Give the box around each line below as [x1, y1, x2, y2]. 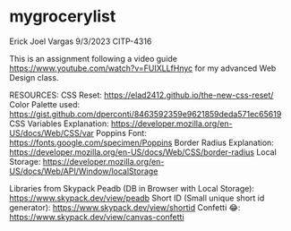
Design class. [9, 72, 59, 82]
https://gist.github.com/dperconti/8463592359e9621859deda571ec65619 [9, 108, 282, 119]
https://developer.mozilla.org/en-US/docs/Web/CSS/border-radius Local [9, 146, 278, 158]
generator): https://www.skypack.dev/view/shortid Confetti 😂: [9, 201, 241, 212]
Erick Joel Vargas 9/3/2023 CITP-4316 [9, 36, 152, 47]
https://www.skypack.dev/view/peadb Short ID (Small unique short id [9, 192, 265, 203]
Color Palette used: [9, 98, 81, 109]
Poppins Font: [95, 127, 148, 138]
